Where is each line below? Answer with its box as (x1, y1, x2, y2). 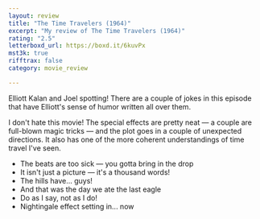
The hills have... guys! (19, 176, 93, 185)
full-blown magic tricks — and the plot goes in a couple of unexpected (8, 126, 242, 135)
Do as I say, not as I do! (19, 192, 98, 202)
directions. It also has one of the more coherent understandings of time (8, 134, 245, 144)
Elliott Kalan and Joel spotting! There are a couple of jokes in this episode (8, 93, 252, 103)
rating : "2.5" (8, 34, 56, 43)
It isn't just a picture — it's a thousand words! (19, 167, 171, 177)
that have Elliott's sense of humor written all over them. (8, 101, 192, 111)
